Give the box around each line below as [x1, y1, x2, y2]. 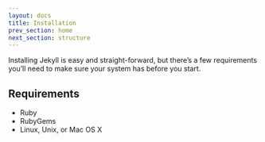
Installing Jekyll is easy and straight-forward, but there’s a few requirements [8, 56, 257, 65]
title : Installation [8, 19, 77, 27]
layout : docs [8, 11, 52, 20]
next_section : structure [8, 33, 91, 42]
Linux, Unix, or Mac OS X [19, 125, 103, 135]
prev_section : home [8, 26, 73, 34]
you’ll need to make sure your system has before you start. [8, 64, 201, 74]
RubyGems [19, 117, 57, 126]
